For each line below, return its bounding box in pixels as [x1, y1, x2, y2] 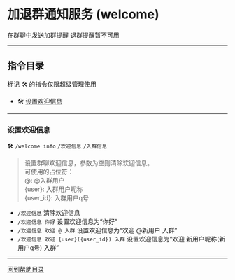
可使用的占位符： [24, 167, 74, 176]
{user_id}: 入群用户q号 [24, 194, 90, 202]
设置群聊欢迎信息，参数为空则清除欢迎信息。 [24, 159, 154, 167]
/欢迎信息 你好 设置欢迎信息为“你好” [17, 218, 117, 226]
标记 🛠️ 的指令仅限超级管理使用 [7, 80, 97, 88]
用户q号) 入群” [17, 244, 59, 252]
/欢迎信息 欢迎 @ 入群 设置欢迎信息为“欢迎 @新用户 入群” [17, 226, 178, 234]
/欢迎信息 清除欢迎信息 [17, 209, 80, 217]
